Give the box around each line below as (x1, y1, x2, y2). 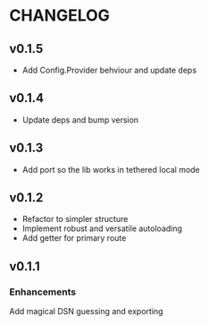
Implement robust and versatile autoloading (21, 223, 183, 234)
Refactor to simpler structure (21, 214, 129, 225)
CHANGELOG (9, 5, 110, 26)
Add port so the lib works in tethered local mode (21, 164, 201, 175)
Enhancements (9, 286, 77, 298)
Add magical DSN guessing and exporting (9, 306, 163, 317)
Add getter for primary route (21, 233, 127, 244)
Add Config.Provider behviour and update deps (21, 64, 197, 75)
